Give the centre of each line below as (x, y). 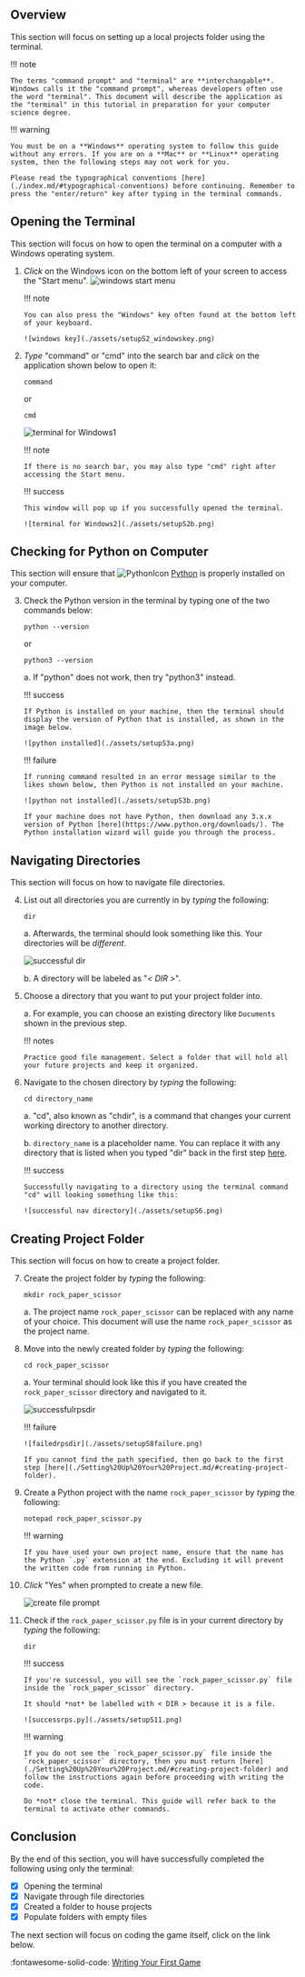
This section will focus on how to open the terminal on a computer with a (146, 244)
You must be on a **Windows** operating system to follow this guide (145, 146)
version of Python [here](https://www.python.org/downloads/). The (153, 825)
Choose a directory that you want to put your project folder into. (143, 996)
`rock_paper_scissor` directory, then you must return (129, 1762)
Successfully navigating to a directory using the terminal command (156, 1187)
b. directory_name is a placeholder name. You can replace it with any (152, 1143)
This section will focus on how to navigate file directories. (118, 883)
